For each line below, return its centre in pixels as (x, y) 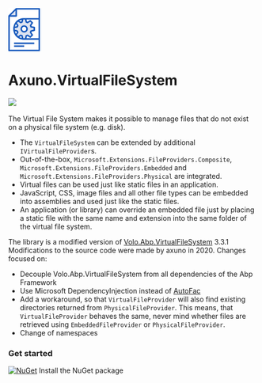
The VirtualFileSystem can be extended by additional (108, 142)
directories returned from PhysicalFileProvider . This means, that (126, 308)
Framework (38, 283)
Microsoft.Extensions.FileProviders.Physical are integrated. (121, 176)
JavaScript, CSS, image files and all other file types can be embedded (134, 193)
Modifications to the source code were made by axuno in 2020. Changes (127, 250)
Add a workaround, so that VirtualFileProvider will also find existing (133, 299)
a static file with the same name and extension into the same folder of (133, 218)
